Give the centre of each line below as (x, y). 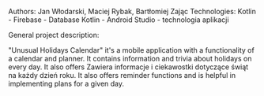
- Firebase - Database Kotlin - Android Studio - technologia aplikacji (119, 20)
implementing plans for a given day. (66, 83)
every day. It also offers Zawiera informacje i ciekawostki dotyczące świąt (128, 67)
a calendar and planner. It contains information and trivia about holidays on (130, 59)
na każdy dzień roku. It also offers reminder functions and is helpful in (122, 75)
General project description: (54, 35)
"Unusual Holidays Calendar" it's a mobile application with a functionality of (131, 50)
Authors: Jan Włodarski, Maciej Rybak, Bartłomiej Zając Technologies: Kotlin (132, 11)
